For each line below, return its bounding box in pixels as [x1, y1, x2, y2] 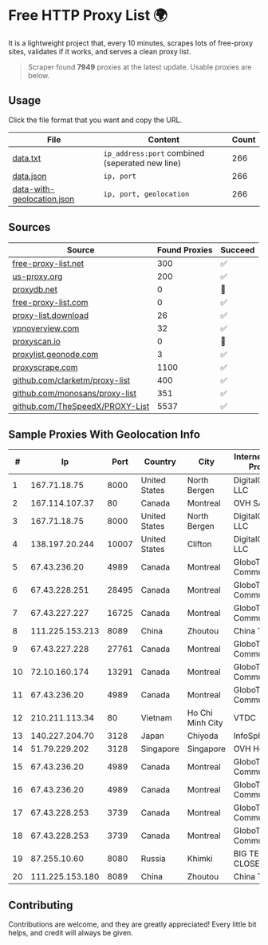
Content [148, 133, 180, 145]
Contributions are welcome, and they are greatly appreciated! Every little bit [8, 919, 257, 929]
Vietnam [140, 713, 172, 724]
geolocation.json [12, 193, 75, 204]
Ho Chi [187, 708, 213, 719]
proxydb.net [12, 284, 58, 295]
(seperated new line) [103, 157, 182, 169]
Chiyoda [187, 730, 219, 741]
